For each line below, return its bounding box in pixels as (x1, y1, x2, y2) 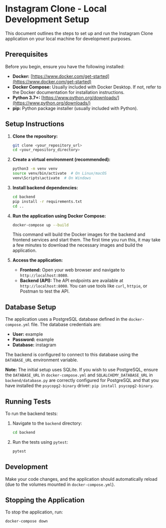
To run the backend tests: (5, 411, 58, 417)
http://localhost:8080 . (19, 272, 68, 279)
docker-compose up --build (12, 222, 69, 227)
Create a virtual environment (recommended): (12, 157, 111, 163)
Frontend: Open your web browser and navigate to (19, 267, 125, 273)
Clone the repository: (12, 133, 58, 139)
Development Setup (5, 14, 89, 25)
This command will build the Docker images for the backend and (12, 231, 145, 237)
